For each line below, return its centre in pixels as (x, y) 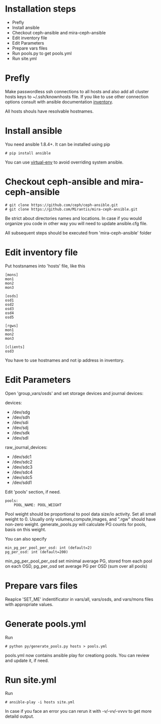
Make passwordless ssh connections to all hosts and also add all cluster (77, 91)
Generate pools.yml (46, 624)
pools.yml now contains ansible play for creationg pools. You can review (77, 655)
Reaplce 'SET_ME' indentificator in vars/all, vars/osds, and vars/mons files (79, 599)
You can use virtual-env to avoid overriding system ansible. (64, 162)
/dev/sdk (21, 432)
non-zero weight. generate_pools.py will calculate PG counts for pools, (76, 524)
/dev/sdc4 (22, 472)
